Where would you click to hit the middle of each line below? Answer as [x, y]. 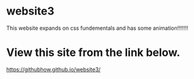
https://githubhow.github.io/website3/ [54, 69]
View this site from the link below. [93, 53]
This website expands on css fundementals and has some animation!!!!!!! [97, 28]
